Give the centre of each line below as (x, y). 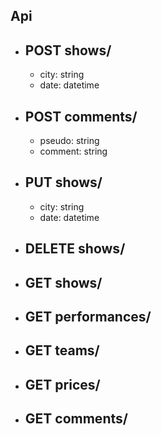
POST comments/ (81, 116)
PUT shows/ (63, 182)
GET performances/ (88, 317)
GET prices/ (62, 384)
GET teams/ (62, 350)
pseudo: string (69, 141)
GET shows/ (63, 282)
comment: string (73, 151)
